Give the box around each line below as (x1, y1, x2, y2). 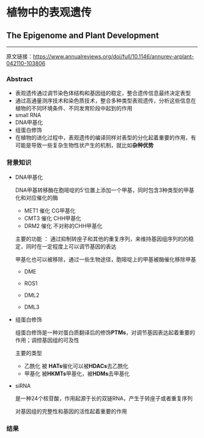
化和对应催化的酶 (15, 194, 58, 201)
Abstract (6, 74, 33, 83)
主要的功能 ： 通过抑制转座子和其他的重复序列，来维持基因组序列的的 (15, 235, 189, 242)
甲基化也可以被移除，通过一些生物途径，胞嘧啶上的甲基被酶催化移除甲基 (15, 255, 196, 263)
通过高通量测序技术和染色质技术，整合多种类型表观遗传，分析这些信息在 (15, 97, 196, 104)
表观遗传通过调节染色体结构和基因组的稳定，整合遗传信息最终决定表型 (15, 90, 191, 97)
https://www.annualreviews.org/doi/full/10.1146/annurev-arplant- (33, 53, 194, 60)
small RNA (15, 111, 41, 119)
